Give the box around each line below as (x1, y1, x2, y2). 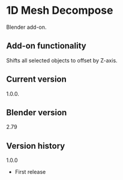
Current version (6, 74, 67, 85)
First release (14, 169, 46, 176)
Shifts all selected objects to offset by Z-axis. (6, 56, 118, 64)
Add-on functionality (6, 41, 86, 51)
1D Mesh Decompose (6, 4, 113, 17)
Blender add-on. (6, 23, 47, 31)
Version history (6, 140, 65, 151)
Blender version (6, 107, 67, 118)
